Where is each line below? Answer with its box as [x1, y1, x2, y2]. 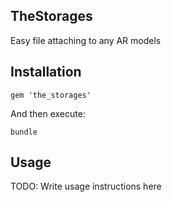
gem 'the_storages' [10, 90, 92, 100]
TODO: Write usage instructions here [10, 180, 162, 193]
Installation [10, 64, 82, 81]
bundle [10, 127, 38, 137]
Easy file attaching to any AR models [10, 34, 162, 46]
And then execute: [10, 107, 86, 119]
